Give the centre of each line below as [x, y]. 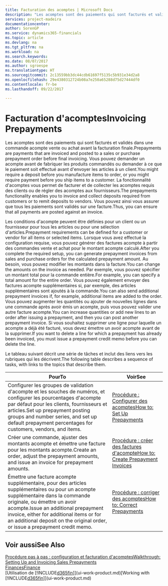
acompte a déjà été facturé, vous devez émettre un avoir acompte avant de [82, 328]
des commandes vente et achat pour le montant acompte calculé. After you [82, 248]
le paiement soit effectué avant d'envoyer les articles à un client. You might [82, 169]
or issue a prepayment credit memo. [50, 527]
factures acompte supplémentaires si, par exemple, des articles [70, 286]
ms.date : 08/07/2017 [27, 61]
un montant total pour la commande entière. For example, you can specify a [82, 275]
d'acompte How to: [134, 453]
